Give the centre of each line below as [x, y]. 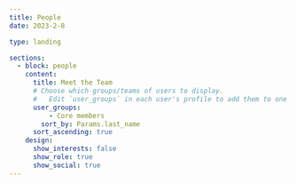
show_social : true [66, 165]
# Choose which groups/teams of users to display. [128, 91]
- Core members [76, 116]
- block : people [47, 66]
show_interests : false [74, 149]
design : [39, 140]
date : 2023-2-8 [37, 26]
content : [41, 75]
